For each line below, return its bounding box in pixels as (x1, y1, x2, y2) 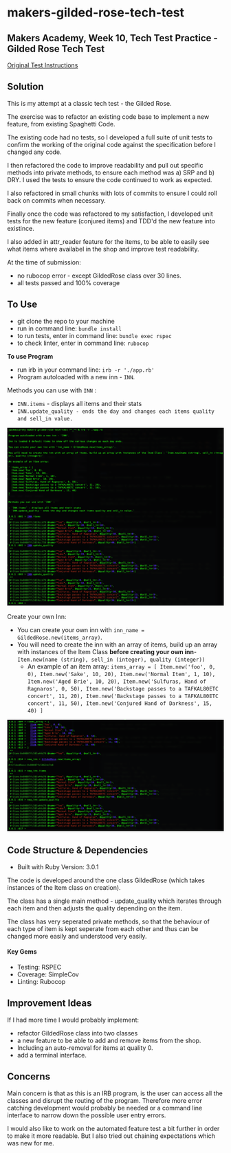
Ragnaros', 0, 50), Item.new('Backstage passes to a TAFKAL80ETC (27, 686, 219, 693)
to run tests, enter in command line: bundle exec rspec (16, 331, 172, 339)
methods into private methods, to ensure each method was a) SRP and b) (7, 168, 215, 177)
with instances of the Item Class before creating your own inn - (16, 648, 197, 656)
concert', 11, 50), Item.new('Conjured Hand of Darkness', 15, (27, 700, 213, 707)
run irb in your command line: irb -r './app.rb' (16, 366, 155, 374)
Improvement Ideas (7, 998, 92, 1009)
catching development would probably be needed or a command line (7, 1104, 203, 1112)
